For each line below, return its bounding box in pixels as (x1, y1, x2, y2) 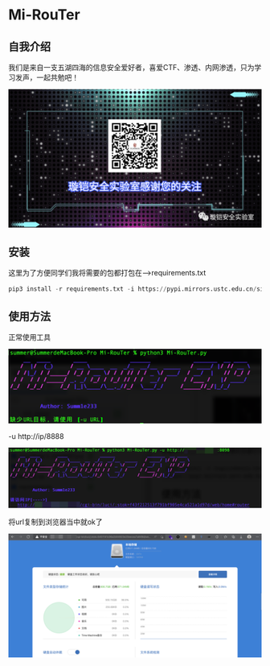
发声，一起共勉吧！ (14, 72, 79, 82)
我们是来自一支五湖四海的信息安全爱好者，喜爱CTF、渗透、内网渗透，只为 (8, 63, 255, 72)
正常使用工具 (8, 333, 51, 342)
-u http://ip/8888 (8, 431, 64, 441)
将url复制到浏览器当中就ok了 (8, 517, 103, 527)
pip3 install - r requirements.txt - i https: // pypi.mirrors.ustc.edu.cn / (8, 285, 257, 293)
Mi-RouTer (8, 6, 80, 24)
